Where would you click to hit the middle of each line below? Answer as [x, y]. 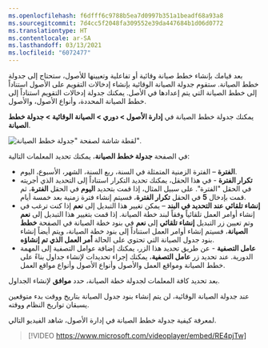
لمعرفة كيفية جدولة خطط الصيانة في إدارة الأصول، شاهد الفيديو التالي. [112, 320]
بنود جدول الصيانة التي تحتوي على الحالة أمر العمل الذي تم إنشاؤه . [117, 240]
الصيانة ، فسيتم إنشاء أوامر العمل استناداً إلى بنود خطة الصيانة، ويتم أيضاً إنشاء [134, 231]
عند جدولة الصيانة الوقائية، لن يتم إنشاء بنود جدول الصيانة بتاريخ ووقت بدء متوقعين [129, 296]
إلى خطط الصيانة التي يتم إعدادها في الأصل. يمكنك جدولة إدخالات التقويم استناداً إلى [133, 92]
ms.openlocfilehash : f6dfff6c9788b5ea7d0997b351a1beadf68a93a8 [116, 16]
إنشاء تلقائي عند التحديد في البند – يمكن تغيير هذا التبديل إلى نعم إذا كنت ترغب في [140, 206]
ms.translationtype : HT [48, 30]
